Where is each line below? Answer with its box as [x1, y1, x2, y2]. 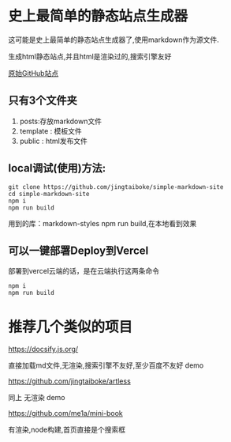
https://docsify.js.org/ [8, 345, 79, 354]
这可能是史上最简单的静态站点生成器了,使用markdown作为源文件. [8, 35, 219, 44]
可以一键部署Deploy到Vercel [8, 244, 149, 257]
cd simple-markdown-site [8, 190, 90, 198]
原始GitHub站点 [8, 68, 59, 77]
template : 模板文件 [19, 126, 83, 135]
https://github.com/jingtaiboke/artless [8, 376, 132, 386]
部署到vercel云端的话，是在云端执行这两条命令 [8, 266, 160, 276]
